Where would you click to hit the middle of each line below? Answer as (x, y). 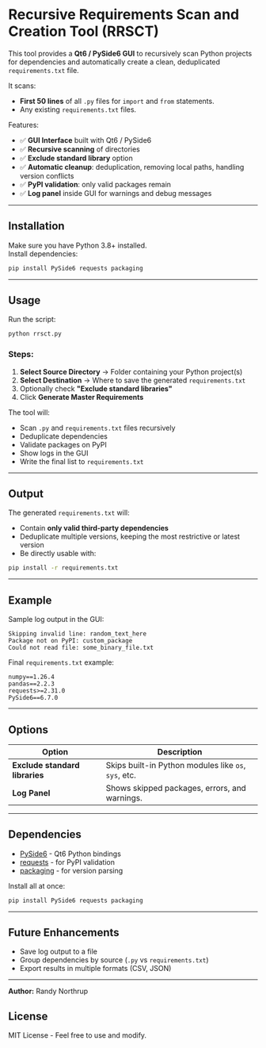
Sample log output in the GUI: (56, 620)
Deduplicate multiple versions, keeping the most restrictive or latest (129, 536)
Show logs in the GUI (54, 453)
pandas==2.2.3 (32, 684)
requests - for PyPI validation (67, 862)
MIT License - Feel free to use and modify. (78, 1035)
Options (28, 729)
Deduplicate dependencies (64, 436)
